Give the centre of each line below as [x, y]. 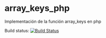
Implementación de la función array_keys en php [53, 21]
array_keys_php [37, 8]
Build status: [17, 30]
